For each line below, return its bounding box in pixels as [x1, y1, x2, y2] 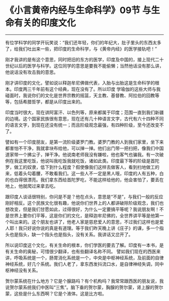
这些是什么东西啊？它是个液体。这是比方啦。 [14, 290, 107, 296]
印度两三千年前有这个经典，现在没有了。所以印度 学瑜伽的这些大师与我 [14, 86, 161, 92]
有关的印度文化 [14, 17, 76, 29]
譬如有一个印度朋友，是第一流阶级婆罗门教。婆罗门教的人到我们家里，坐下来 [5, 139, 164, 145]
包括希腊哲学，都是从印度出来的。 [14, 99, 84, 105]
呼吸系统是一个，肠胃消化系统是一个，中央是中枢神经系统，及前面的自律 [14, 255, 164, 261]
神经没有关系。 [9, 267, 41, 273]
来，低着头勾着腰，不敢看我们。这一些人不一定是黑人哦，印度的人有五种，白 [5, 170, 164, 176]
